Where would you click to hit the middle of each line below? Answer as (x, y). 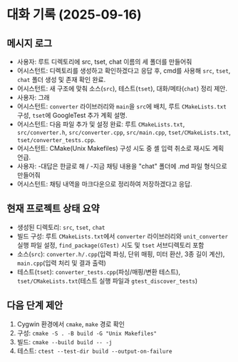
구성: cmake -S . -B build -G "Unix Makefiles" (87, 333)
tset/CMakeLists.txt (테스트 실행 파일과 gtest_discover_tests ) (107, 281)
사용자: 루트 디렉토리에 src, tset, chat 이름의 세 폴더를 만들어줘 (104, 62)
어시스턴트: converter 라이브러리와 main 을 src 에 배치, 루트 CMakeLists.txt (122, 106)
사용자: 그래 (33, 97)
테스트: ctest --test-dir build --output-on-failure (94, 351)
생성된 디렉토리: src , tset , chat (61, 227)
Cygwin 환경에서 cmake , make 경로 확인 (71, 324)
